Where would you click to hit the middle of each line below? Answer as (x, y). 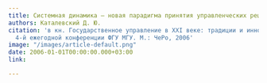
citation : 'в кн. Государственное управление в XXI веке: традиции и (126, 30)
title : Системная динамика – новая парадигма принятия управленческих (128, 15)
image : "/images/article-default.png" (72, 45)
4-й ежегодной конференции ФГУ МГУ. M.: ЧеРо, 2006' (104, 38)
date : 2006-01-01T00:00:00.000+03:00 (71, 52)
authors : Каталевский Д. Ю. (55, 23)
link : (17, 60)
